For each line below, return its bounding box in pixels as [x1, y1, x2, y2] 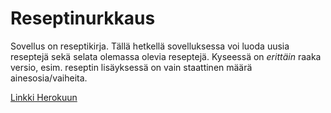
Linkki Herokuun [10, 91, 78, 103]
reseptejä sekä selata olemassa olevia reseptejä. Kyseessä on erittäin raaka [10, 50, 322, 62]
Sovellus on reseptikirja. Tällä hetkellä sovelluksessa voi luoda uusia [10, 40, 290, 52]
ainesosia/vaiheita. [10, 72, 88, 84]
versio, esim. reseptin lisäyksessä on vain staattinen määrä [10, 61, 253, 73]
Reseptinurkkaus [10, 7, 156, 30]
